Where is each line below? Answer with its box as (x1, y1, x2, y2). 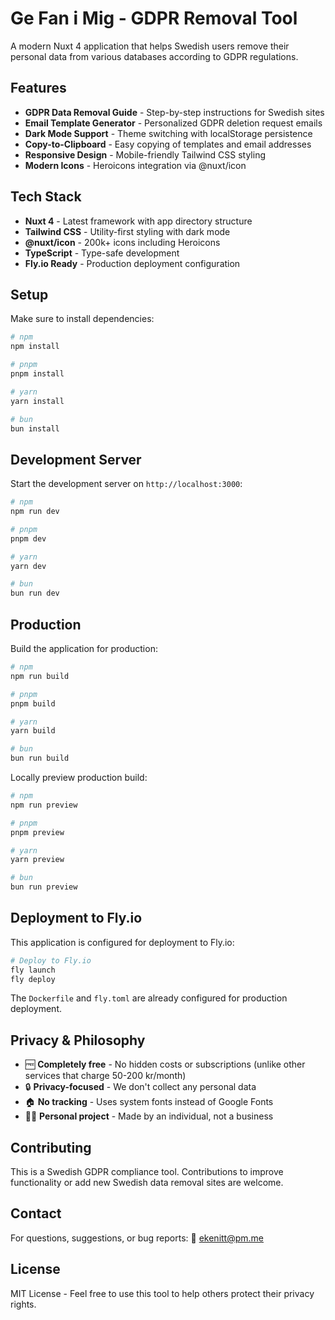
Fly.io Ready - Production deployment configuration (24, 257, 241, 269)
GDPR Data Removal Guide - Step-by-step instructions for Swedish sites (24, 106, 325, 118)
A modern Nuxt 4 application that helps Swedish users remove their (10, 40, 290, 52)
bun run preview (10, 882, 78, 892)
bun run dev (10, 588, 60, 599)
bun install (10, 423, 60, 434)
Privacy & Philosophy (10, 1032, 146, 1049)
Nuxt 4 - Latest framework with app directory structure (24, 215, 253, 227)
